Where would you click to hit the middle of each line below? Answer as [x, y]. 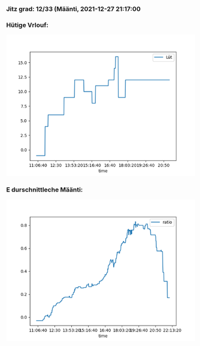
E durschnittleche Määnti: [45, 190]
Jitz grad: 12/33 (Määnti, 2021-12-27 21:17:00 [73, 9]
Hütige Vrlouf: [28, 25]
